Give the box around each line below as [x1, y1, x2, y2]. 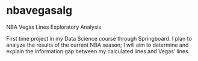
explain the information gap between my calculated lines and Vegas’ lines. [6, 47, 190, 54]
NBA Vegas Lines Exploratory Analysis [6, 23, 102, 30]
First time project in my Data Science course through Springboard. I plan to [6, 35, 193, 42]
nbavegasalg [6, 4, 73, 17]
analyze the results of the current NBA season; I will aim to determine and [6, 41, 189, 48]
